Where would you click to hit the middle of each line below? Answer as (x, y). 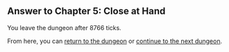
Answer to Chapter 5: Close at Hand (86, 11)
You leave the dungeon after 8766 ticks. (64, 27)
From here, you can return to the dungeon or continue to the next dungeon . (115, 41)
